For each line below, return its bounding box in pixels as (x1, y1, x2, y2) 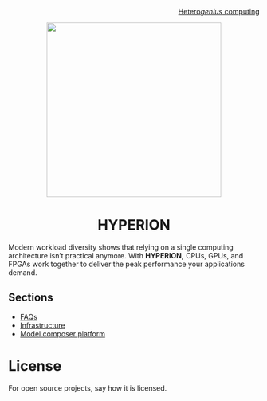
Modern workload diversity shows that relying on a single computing (8, 242, 234, 252)
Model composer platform (19, 328, 106, 338)
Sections (8, 291, 53, 305)
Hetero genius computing (178, 7, 260, 16)
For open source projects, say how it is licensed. (8, 383, 167, 393)
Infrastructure (19, 320, 65, 330)
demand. (8, 267, 37, 277)
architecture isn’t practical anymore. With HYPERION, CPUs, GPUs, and (8, 250, 244, 260)
